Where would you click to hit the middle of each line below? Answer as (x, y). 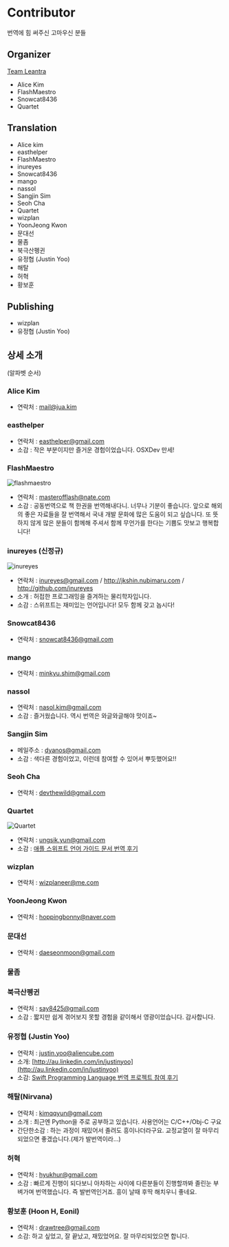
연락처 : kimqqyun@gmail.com (59, 1113)
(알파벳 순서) (24, 373)
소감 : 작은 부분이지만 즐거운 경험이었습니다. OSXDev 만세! (96, 450)
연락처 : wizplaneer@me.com (58, 883)
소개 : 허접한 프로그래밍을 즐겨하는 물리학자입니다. (84, 597)
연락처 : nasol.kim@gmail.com (59, 707)
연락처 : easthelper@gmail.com (61, 441)
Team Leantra (27, 71)
